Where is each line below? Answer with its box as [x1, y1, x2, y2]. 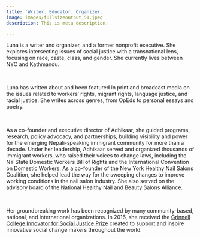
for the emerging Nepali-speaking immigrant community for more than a [6, 139, 184, 147]
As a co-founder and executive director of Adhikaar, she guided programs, [6, 127, 190, 134]
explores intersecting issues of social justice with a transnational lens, [6, 48, 178, 55]
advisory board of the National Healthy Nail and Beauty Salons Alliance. [6, 184, 183, 191]
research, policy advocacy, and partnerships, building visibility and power [6, 133, 188, 140]
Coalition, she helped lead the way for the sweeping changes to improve [6, 171, 185, 178]
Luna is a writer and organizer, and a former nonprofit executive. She [6, 41, 176, 49]
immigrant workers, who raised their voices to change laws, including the [6, 152, 187, 159]
